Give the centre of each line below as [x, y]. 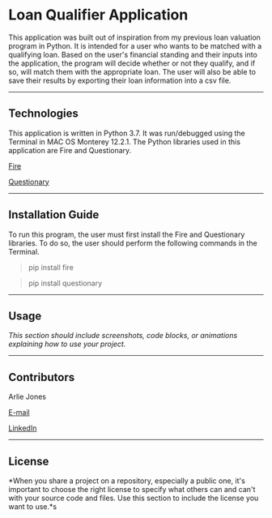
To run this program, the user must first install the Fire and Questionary [127, 234]
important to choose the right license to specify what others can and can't [132, 489]
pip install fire [51, 267]
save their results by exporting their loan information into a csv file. [120, 80]
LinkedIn [23, 428]
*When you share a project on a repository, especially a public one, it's [127, 481]
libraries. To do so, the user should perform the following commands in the [133, 243]
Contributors [42, 377]
